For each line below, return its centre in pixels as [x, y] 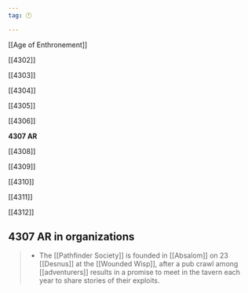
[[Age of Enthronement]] [48, 45]
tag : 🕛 [20, 15]
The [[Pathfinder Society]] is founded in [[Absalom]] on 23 [134, 255]
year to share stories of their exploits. [99, 280]
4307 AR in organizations [71, 237]
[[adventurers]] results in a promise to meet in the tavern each [140, 273]
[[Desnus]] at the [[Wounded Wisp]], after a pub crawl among [139, 264]
